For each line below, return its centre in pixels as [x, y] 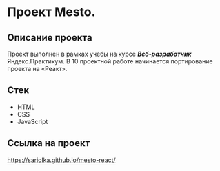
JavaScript [32, 121]
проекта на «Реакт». [37, 69]
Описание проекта [50, 38]
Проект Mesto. [51, 12]
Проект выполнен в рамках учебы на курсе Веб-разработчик [99, 54]
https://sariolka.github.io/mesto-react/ [61, 160]
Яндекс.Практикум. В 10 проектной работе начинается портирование [110, 61]
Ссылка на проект [49, 143]
